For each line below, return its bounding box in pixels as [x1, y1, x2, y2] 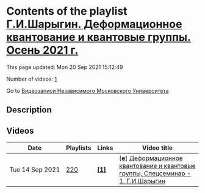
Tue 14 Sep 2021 [9, 166, 60, 174]
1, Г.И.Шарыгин [118, 177, 166, 186]
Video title [142, 144, 173, 152]
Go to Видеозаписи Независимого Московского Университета [6, 87, 169, 94]
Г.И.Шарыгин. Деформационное [6, 17, 182, 31]
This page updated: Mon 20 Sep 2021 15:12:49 [6, 63, 123, 71]
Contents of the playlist [6, 4, 128, 18]
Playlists [66, 144, 92, 152]
